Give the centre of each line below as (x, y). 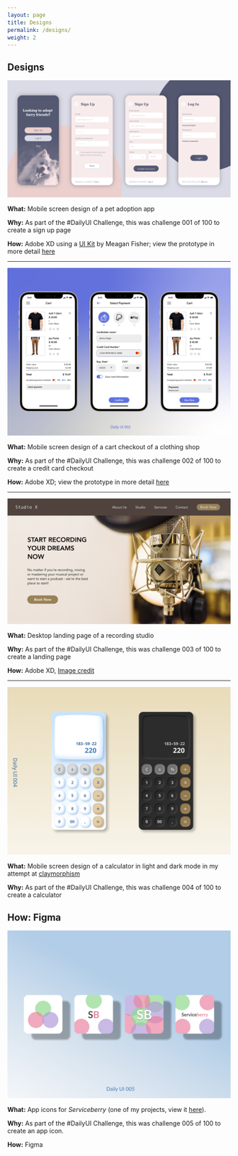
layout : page (27, 15)
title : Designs (30, 22)
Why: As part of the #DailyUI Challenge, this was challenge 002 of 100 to (114, 461)
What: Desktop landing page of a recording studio (81, 636)
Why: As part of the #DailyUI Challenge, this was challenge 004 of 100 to (114, 888)
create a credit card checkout (50, 468)
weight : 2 (22, 38)
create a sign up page (39, 230)
